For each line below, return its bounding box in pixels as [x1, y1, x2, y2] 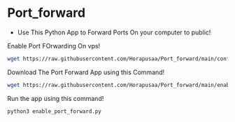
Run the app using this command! [7, 94, 104, 102]
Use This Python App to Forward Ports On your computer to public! [17, 28, 211, 36]
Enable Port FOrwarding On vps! [7, 41, 101, 50]
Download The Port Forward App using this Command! [7, 68, 165, 76]
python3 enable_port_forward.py [7, 107, 101, 115]
